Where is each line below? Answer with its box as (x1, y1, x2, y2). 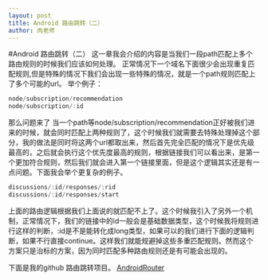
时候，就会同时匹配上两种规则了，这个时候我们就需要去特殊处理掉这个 (22, 128, 253, 138)
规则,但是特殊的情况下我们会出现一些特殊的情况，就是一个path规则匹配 (14, 69, 249, 79)
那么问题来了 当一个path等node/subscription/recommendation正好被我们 (8, 118, 249, 127)
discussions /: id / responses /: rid (8, 184, 116, 192)
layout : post (8, 11, 52, 20)
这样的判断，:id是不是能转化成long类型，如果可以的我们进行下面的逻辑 (14, 226, 247, 235)
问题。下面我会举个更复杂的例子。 (14, 168, 128, 177)
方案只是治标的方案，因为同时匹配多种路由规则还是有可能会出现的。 (8, 246, 232, 255)
